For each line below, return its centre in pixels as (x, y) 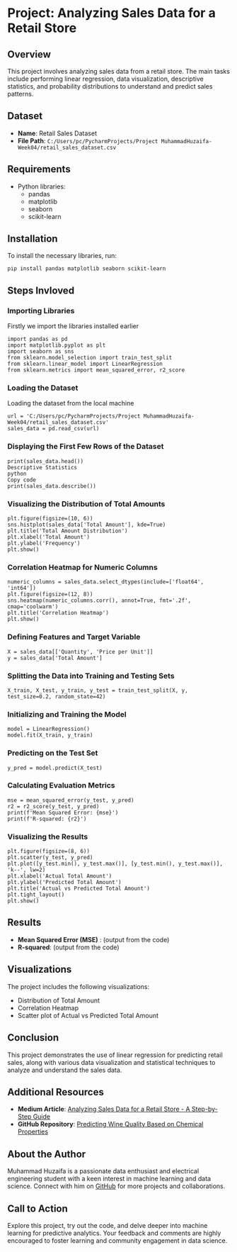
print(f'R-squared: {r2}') (47, 819)
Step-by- (204, 1109)
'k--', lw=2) (27, 870)
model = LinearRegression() (49, 729)
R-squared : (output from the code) (68, 947)
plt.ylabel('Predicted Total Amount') (64, 883)
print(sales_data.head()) (45, 461)
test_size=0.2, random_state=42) (57, 696)
